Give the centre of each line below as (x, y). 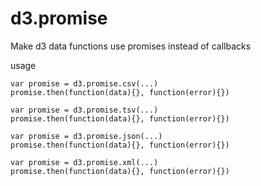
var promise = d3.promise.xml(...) (84, 162)
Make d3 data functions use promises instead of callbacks (131, 46)
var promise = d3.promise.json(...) (86, 136)
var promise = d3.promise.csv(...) (84, 83)
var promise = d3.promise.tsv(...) (84, 110)
